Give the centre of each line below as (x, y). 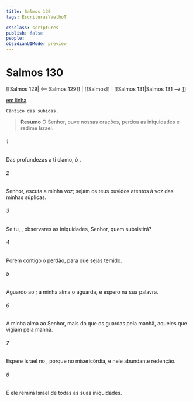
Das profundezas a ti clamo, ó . (44, 160)
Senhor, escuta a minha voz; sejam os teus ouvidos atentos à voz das (90, 191)
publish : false (25, 33)
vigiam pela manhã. (30, 330)
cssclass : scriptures (32, 28)
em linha (16, 100)
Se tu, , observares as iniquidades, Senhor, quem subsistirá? (79, 229)
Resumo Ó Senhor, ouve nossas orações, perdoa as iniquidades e (100, 122)
